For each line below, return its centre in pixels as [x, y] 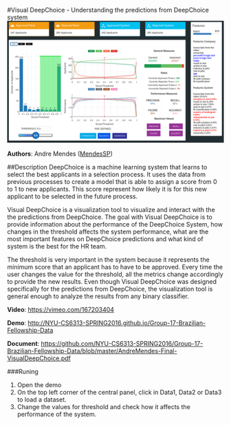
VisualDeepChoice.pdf [39, 358]
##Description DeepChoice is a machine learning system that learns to [107, 167]
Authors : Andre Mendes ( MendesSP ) [60, 154]
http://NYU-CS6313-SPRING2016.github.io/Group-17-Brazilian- [117, 322]
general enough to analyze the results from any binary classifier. [98, 296]
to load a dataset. [42, 400]
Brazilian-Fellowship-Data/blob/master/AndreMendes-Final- [92, 351]
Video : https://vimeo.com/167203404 [61, 309]
